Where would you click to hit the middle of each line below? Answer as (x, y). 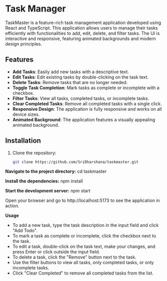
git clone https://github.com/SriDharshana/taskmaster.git (75, 162)
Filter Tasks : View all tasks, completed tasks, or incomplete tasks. (81, 98)
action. (12, 206)
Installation (23, 141)
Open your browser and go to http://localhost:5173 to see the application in (83, 200)
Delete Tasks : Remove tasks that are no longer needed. (70, 82)
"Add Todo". (25, 230)
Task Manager (36, 9)
